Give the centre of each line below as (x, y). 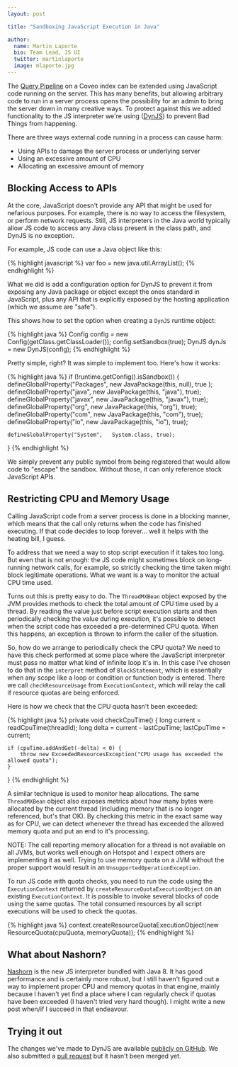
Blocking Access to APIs (62, 188)
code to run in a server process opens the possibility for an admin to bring (115, 101)
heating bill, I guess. (36, 538)
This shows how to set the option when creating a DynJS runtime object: (112, 320)
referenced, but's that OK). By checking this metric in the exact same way (115, 816)
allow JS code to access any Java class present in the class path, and (109, 228)
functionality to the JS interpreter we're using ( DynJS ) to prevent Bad (108, 116)
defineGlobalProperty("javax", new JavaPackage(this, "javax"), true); (108, 399)
